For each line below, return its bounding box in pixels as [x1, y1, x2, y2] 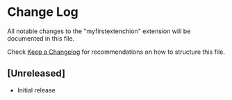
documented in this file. [7, 34, 75, 42]
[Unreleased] [7, 68, 66, 79]
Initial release [17, 86, 56, 94]
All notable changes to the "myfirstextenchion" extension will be [7, 27, 191, 35]
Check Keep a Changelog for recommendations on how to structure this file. [7, 48, 226, 56]
